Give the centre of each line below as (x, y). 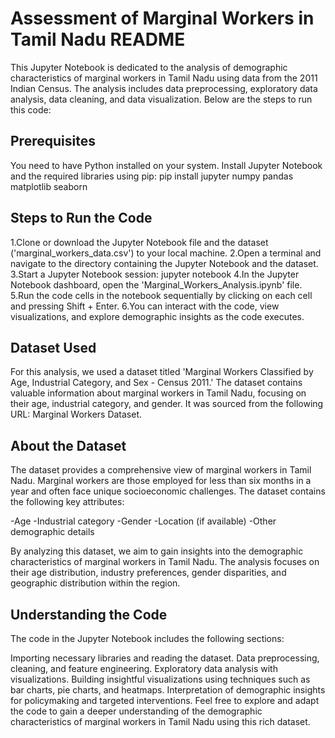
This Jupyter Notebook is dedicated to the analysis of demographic (149, 67)
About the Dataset (68, 445)
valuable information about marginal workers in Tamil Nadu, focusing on (158, 393)
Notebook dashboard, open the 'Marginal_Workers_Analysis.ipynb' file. (156, 284)
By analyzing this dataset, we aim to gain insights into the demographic (157, 551)
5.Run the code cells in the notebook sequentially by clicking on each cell (161, 295)
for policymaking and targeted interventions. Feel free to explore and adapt (165, 700)
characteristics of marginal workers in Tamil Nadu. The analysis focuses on (165, 562)
